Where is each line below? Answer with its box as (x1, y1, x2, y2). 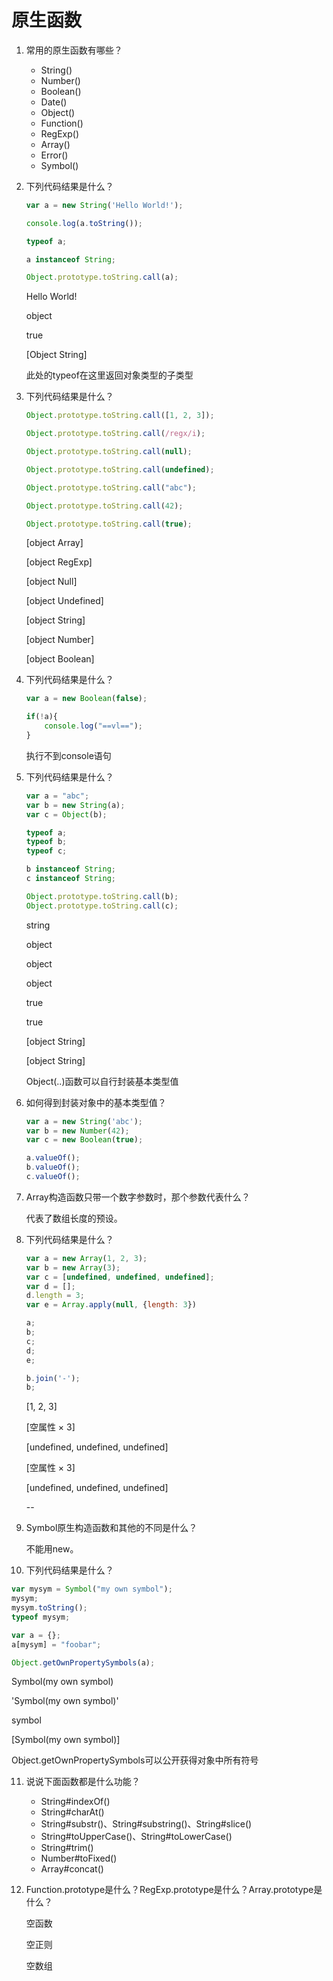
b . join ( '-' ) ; (25, 1373, 81, 1383)
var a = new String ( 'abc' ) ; (25, 1116, 144, 1126)
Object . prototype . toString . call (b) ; (25, 891, 179, 901)
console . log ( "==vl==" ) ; (44, 721, 144, 731)
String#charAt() (40, 1806, 105, 1818)
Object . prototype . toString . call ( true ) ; (25, 519, 193, 529)
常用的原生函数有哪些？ (25, 44, 123, 56)
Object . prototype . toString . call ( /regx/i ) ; (25, 429, 206, 439)
